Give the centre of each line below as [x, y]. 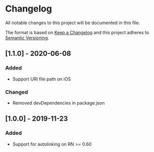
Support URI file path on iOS [42, 79]
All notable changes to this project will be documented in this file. [73, 23]
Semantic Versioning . [27, 38]
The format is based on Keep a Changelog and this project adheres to [77, 32]
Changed [17, 92]
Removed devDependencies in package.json [58, 103]
